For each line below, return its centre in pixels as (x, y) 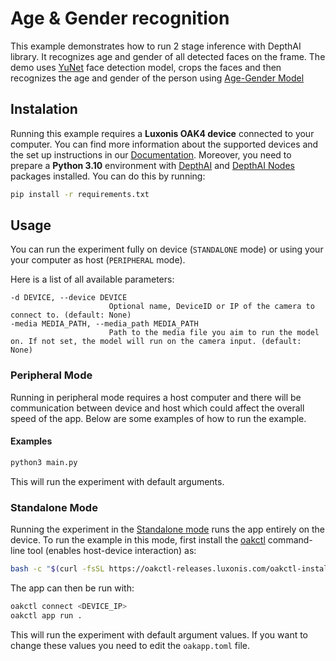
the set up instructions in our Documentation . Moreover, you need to (151, 154)
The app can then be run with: (72, 588)
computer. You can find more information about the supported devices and (164, 144)
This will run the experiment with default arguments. (117, 481)
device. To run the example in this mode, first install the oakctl (138, 540)
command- (290, 540)
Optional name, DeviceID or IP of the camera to (211, 307)
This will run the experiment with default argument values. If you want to (159, 634)
